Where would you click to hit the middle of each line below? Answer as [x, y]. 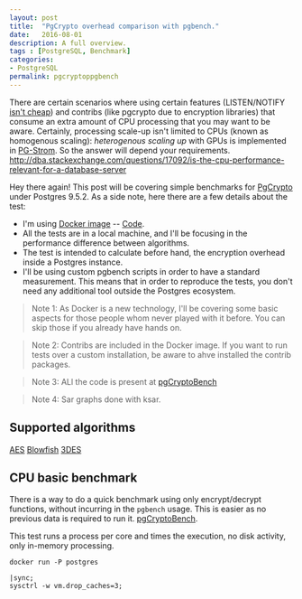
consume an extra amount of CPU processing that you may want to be [140, 121]
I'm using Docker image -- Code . [83, 223]
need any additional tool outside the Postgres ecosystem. [129, 291]
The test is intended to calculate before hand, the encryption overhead [154, 252]
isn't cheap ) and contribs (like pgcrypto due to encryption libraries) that [142, 112]
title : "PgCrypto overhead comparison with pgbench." [114, 26]
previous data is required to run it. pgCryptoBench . [104, 519]
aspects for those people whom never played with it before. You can [158, 318]
